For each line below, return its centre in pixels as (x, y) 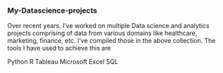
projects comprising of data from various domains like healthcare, (102, 33)
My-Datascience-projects (52, 11)
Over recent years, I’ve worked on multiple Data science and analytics (108, 26)
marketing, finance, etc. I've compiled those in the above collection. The (111, 41)
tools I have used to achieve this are (59, 48)
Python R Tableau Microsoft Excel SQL (63, 62)
